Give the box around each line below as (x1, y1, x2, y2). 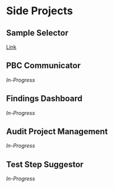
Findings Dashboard (6, 94, 83, 104)
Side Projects (6, 4, 73, 18)
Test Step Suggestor (6, 159, 84, 170)
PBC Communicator (6, 60, 81, 71)
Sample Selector (6, 28, 69, 38)
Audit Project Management (6, 126, 108, 137)
